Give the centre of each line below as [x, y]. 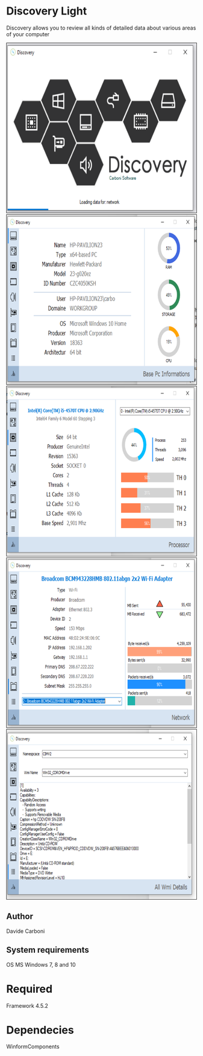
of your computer [28, 34]
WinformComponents [33, 1047]
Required [30, 989]
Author [20, 916]
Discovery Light [47, 11]
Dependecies [40, 1030]
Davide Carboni [26, 931]
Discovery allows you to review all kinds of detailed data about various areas [101, 28]
